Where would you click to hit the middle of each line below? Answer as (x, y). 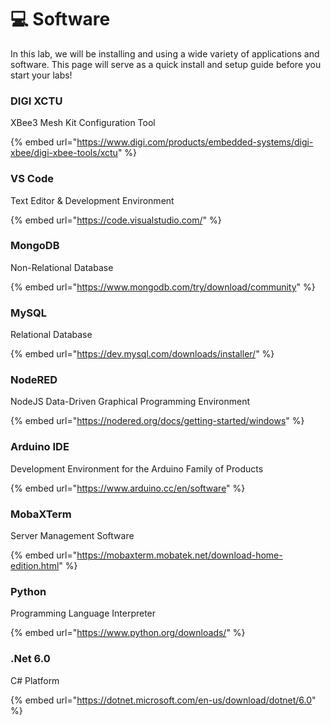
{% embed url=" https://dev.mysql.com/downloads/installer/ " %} (142, 354)
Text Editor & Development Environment (92, 200)
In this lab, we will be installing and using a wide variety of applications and (165, 53)
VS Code (32, 179)
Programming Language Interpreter (83, 613)
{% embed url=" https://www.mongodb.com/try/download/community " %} (163, 287)
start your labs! (41, 75)
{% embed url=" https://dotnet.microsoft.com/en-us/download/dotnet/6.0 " (163, 700)
